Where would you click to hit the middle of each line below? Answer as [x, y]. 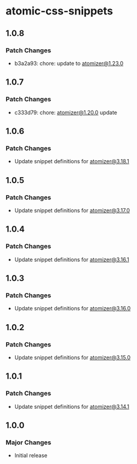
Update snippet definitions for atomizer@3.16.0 [72, 309]
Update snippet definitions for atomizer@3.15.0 [72, 357]
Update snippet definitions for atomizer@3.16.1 [72, 259]
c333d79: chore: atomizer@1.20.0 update [66, 112]
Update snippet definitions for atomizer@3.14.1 [72, 406]
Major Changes [29, 442]
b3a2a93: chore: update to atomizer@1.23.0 [69, 63]
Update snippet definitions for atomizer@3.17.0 [72, 210]
